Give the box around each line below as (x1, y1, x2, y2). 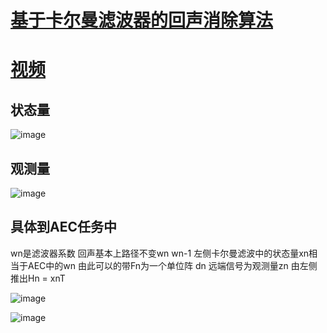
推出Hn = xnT (10, 272, 66, 284)
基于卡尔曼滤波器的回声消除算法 (10, 9, 274, 32)
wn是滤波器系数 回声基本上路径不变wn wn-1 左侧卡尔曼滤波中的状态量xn (10, 247, 310, 259)
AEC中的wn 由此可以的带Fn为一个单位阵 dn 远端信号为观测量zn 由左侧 (27, 259, 318, 271)
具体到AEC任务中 (10, 219, 117, 236)
